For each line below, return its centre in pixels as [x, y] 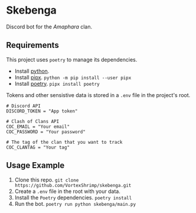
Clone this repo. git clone [47, 180]
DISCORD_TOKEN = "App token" [42, 111]
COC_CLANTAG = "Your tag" [38, 147]
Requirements [32, 45]
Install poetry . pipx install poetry [57, 83]
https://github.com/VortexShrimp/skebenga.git [73, 185]
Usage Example [35, 165]
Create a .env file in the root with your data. [68, 191]
